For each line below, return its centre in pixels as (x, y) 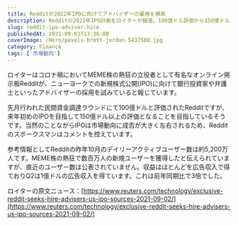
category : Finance (34, 47)
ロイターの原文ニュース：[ (45, 191)
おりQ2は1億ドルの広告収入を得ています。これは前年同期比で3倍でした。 (120, 175)
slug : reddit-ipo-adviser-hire (53, 27)
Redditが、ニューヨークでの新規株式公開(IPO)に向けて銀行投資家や (117, 83)
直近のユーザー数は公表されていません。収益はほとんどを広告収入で (125, 167)
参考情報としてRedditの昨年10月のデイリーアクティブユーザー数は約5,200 (114, 149)
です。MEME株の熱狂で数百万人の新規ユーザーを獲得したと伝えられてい (119, 158)
